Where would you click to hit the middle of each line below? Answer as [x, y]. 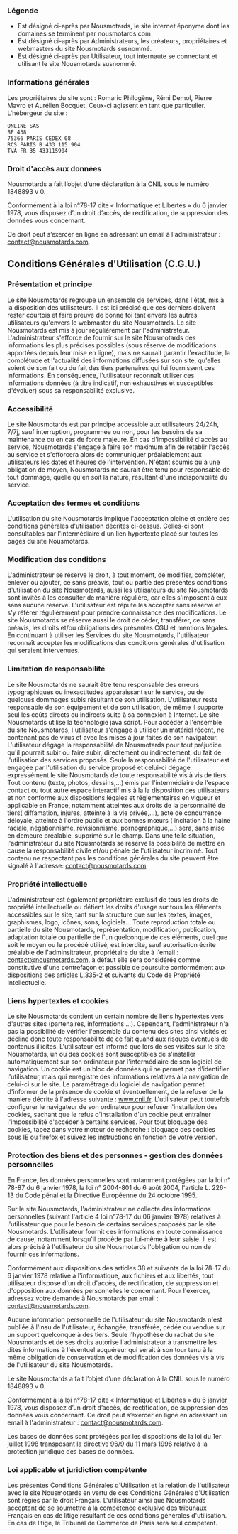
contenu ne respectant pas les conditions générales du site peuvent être [113, 858]
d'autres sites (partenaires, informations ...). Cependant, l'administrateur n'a [118, 1024]
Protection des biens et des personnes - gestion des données [115, 1155]
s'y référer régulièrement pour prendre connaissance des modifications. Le [117, 612]
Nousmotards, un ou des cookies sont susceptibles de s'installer [102, 1054]
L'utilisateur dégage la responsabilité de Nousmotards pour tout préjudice [114, 745]
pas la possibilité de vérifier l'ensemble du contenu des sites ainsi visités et [117, 1032]
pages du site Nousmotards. [49, 541]
